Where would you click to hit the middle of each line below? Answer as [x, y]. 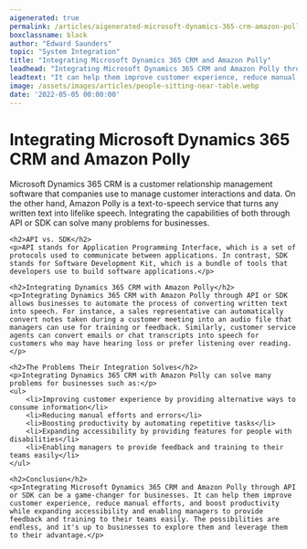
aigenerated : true [44, 18]
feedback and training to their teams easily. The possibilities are [145, 520]
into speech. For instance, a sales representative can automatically [147, 311]
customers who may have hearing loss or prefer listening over [132, 343]
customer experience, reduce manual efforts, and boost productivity [145, 503]
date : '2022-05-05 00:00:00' [65, 94]
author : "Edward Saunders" [61, 43]
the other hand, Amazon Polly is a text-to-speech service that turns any [144, 204]
